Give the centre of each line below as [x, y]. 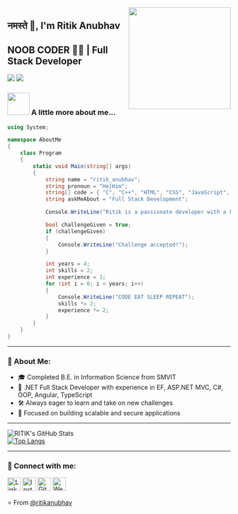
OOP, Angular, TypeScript [55, 395]
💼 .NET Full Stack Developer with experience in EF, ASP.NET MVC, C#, [120, 387]
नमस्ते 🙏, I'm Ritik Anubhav [64, 26]
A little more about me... [73, 113]
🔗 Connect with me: [42, 466]
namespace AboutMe [34, 140]
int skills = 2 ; [69, 271]
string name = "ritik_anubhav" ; [93, 179]
